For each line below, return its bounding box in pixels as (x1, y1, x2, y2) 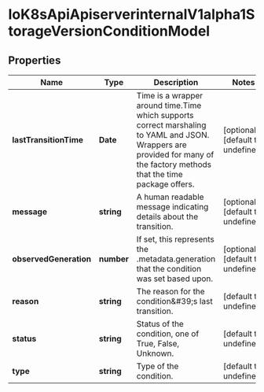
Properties (8, 54, 61, 67)
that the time (136, 169, 183, 179)
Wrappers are (136, 139, 187, 150)
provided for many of (136, 150, 214, 160)
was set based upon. (136, 273, 214, 284)
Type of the (136, 361, 179, 372)
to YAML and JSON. (136, 130, 210, 140)
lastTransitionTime (12, 135, 84, 145)
